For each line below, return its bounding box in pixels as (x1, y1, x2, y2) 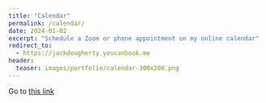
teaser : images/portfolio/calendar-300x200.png (15, 64, 180, 72)
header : (8, 57, 35, 65)
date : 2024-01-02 (8, 27, 67, 35)
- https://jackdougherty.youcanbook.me (15, 49, 151, 57)
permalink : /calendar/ (8, 19, 85, 27)
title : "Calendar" (8, 11, 71, 20)
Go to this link (8, 86, 54, 96)
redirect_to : (8, 42, 53, 50)
